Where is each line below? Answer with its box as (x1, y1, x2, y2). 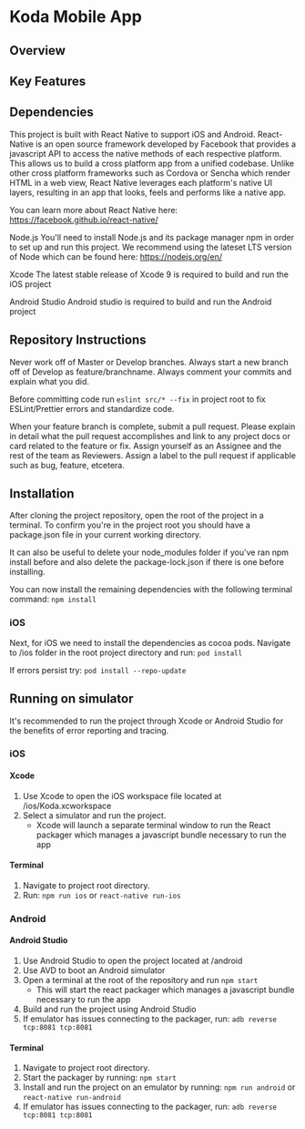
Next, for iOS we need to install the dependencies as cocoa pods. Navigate (9, 637, 291, 648)
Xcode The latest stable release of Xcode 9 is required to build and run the (9, 269, 290, 280)
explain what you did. (9, 375, 89, 386)
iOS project (9, 278, 52, 289)
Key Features (9, 73, 86, 88)
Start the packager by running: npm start (22, 1073, 178, 1083)
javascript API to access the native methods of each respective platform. (9, 148, 282, 159)
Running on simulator (9, 691, 134, 707)
